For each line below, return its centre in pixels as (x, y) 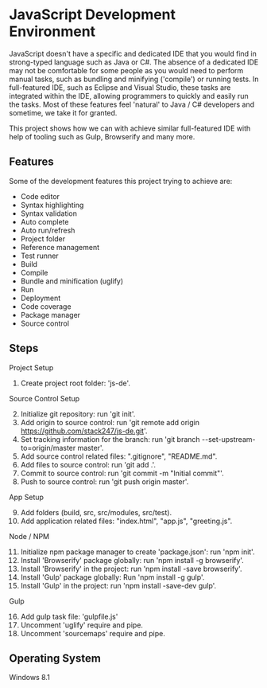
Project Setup (31, 367)
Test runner (39, 256)
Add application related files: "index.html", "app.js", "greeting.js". (126, 521)
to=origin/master (48, 448)
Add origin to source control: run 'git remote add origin (110, 422)
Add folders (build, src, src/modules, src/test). (96, 512)
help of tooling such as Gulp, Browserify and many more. (102, 136)
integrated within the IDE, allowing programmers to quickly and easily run (129, 96)
